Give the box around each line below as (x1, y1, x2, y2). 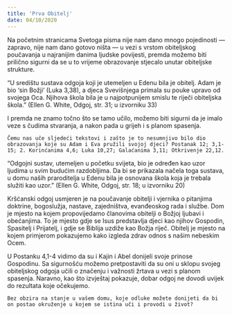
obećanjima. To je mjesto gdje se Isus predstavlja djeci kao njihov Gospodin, (7, 216, 225, 225)
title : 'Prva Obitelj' (7, 10, 73, 17)
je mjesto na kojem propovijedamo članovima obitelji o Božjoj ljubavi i (7, 209, 204, 217)
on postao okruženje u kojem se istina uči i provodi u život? (7, 300, 194, 308)
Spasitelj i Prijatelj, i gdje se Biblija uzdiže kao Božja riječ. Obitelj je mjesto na (7, 224, 226, 232)
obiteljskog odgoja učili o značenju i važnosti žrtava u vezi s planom (7, 267, 201, 275)
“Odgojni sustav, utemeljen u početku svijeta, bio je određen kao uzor (7, 159, 206, 167)
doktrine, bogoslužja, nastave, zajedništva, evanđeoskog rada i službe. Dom (7, 201, 224, 210)
